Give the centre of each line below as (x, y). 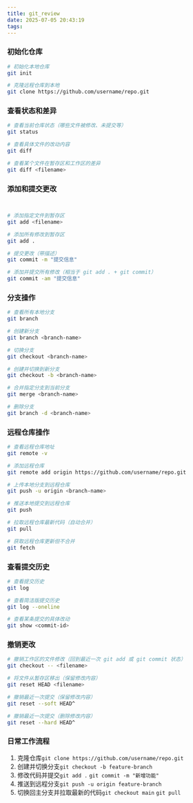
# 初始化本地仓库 (28, 66)
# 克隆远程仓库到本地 (33, 86)
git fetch (21, 548)
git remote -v (28, 453)
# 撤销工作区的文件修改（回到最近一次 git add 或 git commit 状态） (96, 659)
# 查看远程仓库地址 (31, 447)
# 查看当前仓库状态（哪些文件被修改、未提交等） (67, 126)
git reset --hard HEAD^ (41, 722)
